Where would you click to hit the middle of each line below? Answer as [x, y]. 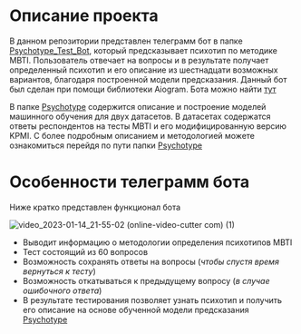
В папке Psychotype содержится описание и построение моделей [138, 106]
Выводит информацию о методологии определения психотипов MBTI [157, 242]
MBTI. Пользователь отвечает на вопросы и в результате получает [139, 60]
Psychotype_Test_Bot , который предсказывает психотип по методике [144, 50]
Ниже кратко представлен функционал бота [95, 207]
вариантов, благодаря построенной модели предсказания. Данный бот [148, 79]
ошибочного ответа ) [62, 290]
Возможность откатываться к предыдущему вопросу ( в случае [146, 280]
